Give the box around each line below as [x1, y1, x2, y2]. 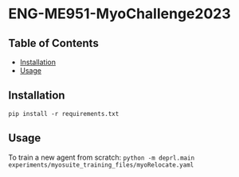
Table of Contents [8, 37, 100, 50]
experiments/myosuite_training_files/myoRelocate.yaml [8, 160, 194, 169]
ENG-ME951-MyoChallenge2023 [8, 5, 231, 23]
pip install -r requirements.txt [8, 110, 119, 117]
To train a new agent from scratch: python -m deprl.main [8, 152, 195, 162]
